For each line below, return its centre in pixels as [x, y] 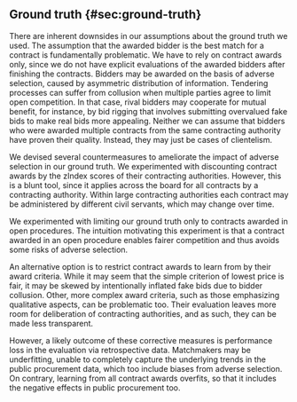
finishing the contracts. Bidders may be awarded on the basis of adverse [142, 74]
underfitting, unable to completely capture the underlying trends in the [138, 359]
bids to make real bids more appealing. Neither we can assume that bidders [147, 121]
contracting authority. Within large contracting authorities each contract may [149, 194]
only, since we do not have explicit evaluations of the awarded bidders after [147, 64]
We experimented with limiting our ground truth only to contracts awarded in [148, 221]
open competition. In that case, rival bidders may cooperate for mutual [138, 102]
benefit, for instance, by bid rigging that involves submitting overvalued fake [148, 111]
